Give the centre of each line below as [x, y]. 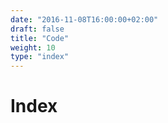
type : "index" [40, 57]
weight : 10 [33, 47]
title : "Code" [40, 38]
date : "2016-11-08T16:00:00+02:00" [84, 19]
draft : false [37, 29]
